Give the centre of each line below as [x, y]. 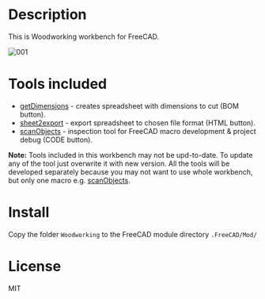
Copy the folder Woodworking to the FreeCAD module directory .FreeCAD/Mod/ [132, 234]
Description [47, 15]
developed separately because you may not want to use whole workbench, [131, 171]
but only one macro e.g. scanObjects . [69, 180]
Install [29, 213]
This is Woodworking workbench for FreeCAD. [84, 36]
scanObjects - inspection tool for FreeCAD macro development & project [138, 131]
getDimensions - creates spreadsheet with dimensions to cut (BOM [129, 105]
